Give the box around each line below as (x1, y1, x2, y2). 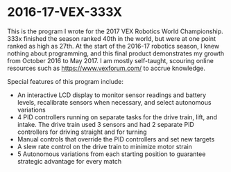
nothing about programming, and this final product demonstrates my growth (7, 49, 225, 58)
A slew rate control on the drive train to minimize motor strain (17, 142, 192, 150)
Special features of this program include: (7, 77, 123, 85)
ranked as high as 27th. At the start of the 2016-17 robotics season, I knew (7, 42, 220, 50)
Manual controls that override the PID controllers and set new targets (17, 135, 215, 143)
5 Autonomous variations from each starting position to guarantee (17, 150, 206, 158)
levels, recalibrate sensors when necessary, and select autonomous (17, 98, 212, 106)
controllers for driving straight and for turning (17, 128, 147, 136)
